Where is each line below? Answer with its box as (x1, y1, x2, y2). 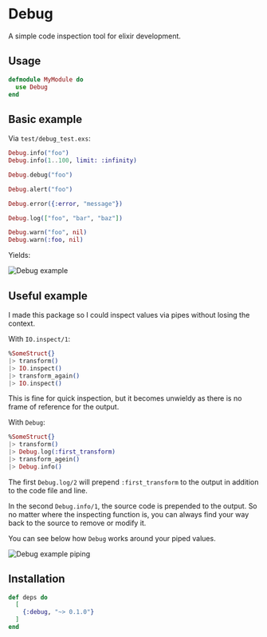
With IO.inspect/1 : (8, 334, 70, 343)
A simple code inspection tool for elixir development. (8, 31, 182, 41)
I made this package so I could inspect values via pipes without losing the (8, 311, 250, 319)
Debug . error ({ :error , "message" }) (8, 200, 124, 208)
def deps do (8, 593, 48, 601)
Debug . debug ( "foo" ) (8, 171, 73, 179)
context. (8, 318, 36, 328)
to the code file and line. (8, 485, 88, 495)
